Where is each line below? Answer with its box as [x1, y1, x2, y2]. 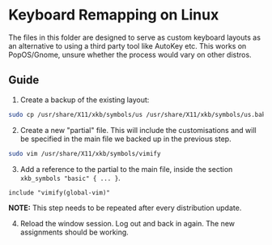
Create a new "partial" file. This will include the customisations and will [19, 125, 257, 135]
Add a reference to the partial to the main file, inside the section [19, 164, 233, 174]
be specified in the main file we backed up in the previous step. [19, 134, 232, 144]
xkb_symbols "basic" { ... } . [19, 173, 121, 183]
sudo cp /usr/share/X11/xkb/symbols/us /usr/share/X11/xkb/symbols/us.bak [8, 110, 266, 118]
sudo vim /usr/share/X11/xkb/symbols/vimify [8, 149, 161, 157]
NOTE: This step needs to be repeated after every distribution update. [8, 203, 242, 213]
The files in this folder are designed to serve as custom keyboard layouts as [8, 32, 261, 42]
